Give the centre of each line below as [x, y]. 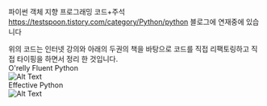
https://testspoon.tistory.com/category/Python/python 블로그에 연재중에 [126, 22]
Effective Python [36, 85]
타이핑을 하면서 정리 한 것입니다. [67, 59]
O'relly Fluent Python [44, 68]
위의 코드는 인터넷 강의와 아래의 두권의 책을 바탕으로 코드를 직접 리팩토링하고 [129, 49]
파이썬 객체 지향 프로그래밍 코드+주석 [67, 12]
